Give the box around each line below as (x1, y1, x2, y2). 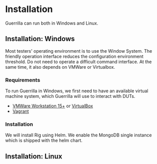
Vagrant (12, 108, 29, 114)
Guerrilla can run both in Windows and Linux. (5, 20, 99, 26)
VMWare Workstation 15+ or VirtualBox (12, 103, 93, 109)
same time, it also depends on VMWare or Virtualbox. (5, 64, 115, 70)
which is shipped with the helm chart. (5, 137, 83, 143)
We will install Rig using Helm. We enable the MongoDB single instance (5, 132, 152, 138)
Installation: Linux (5, 152, 63, 160)
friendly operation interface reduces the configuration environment (5, 53, 144, 59)
